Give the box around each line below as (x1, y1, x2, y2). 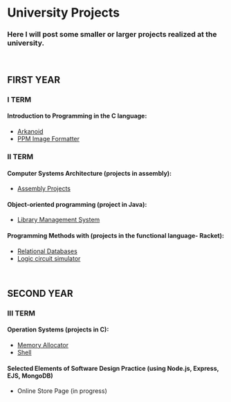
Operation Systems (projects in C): (7, 325, 109, 334)
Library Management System (17, 216, 100, 224)
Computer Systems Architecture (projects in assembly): (7, 169, 172, 177)
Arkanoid (17, 127, 44, 136)
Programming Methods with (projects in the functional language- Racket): (7, 231, 225, 239)
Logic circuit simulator (17, 254, 81, 262)
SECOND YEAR (7, 287, 73, 299)
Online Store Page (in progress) (17, 387, 107, 395)
